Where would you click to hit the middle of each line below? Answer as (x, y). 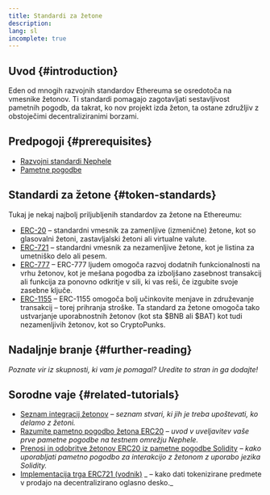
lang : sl (23, 31)
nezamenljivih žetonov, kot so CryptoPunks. (93, 325)
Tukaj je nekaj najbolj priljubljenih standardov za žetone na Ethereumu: (125, 214)
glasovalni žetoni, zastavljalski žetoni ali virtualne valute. (113, 238)
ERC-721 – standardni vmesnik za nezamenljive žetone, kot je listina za (137, 247)
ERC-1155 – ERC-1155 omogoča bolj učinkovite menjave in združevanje (137, 299)
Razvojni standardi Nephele (66, 161)
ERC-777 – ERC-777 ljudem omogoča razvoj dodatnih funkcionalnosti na (140, 264)
